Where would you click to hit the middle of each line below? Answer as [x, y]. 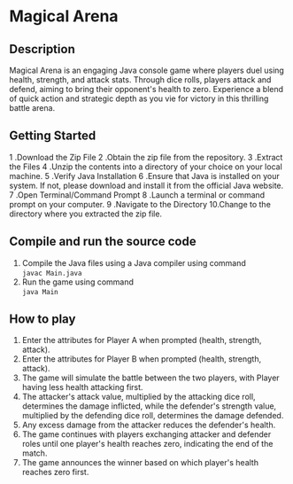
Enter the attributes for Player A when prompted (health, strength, [142, 340]
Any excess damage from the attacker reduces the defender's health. [149, 425]
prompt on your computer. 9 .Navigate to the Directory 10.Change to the [140, 204]
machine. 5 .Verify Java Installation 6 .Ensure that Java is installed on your [145, 176]
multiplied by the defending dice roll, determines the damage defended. [153, 416]
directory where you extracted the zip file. [85, 214]
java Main [40, 292]
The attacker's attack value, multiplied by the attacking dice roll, [139, 397]
